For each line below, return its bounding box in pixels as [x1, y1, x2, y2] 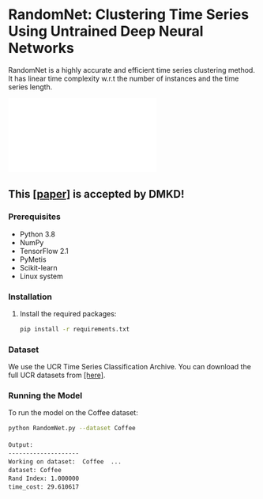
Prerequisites [8, 211, 61, 222]
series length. [8, 81, 53, 92]
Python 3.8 [19, 229, 55, 239]
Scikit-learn [19, 263, 58, 272]
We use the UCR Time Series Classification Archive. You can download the [8, 362, 251, 372]
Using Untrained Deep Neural [8, 22, 204, 40]
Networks [8, 40, 75, 57]
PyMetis [19, 255, 47, 264]
